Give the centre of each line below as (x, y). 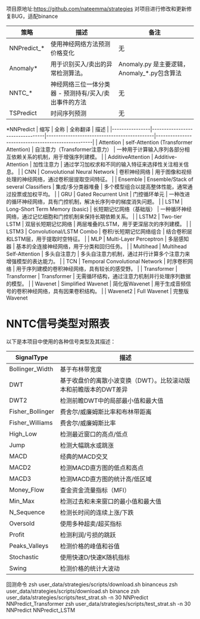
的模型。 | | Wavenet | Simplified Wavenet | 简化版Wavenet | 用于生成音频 (96, 284)
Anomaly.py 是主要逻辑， (154, 64)
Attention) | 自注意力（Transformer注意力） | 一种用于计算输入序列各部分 (96, 149)
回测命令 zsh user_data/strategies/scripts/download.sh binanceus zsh (92, 584)
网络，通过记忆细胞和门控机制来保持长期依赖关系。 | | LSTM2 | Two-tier (94, 216)
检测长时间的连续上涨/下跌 (97, 512)
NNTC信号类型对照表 (58, 324)
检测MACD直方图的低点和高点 (102, 467)
